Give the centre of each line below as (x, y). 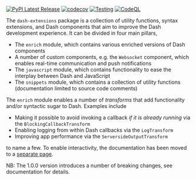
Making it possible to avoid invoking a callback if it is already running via (102, 117)
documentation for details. (38, 172)
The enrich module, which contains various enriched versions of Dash (100, 45)
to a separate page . (30, 154)
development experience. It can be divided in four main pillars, (82, 33)
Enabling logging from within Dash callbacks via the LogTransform (94, 130)
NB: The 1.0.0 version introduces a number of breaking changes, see (89, 166)
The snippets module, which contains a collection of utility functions (97, 82)
